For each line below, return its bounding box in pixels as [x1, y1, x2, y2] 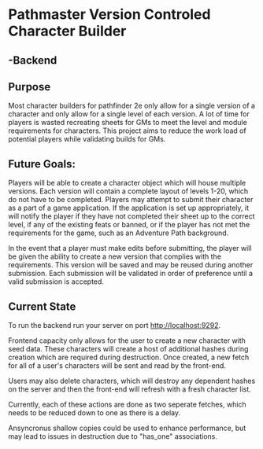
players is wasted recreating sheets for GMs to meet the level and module [8, 118, 248, 127]
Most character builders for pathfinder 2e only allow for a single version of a [8, 101, 256, 111]
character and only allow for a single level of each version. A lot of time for [8, 109, 250, 119]
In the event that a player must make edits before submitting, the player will [8, 244, 252, 253]
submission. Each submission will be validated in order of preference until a [8, 269, 254, 278]
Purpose [8, 80, 51, 94]
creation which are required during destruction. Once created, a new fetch [8, 352, 250, 363]
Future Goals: [8, 157, 76, 171]
